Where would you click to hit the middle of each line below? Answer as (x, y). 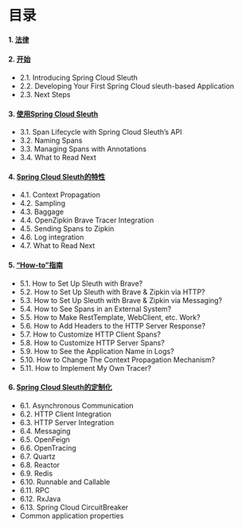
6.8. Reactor (40, 465)
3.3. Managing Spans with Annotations (83, 149)
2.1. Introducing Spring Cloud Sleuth (78, 77)
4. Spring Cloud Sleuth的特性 (57, 176)
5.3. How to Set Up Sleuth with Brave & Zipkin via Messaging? (121, 300)
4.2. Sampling (43, 203)
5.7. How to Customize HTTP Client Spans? (90, 334)
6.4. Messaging (45, 431)
